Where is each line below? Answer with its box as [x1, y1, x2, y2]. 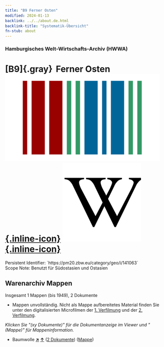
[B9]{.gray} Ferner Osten [5, 64, 111, 75]
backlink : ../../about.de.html [5, 18, 69, 23]
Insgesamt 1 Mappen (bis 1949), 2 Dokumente [5, 292, 98, 298]
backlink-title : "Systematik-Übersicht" [5, 24, 89, 28]
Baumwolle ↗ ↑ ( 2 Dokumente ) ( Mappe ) [12, 336, 94, 342]
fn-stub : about [5, 28, 36, 34]
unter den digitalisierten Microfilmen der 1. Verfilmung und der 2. [12, 307, 143, 313]
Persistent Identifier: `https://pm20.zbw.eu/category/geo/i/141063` [5, 260, 139, 266]
